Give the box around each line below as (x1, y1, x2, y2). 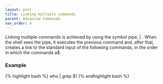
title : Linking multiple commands (5, 12, 76, 17)
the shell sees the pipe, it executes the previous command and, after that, (5, 40, 154, 45)
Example (5, 62, 27, 69)
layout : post (5, 7, 32, 12)
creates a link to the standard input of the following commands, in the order (5, 44, 158, 50)
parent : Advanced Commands (5, 16, 61, 21)
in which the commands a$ (5, 50, 60, 56)
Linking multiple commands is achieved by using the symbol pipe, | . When (5, 34, 157, 40)
